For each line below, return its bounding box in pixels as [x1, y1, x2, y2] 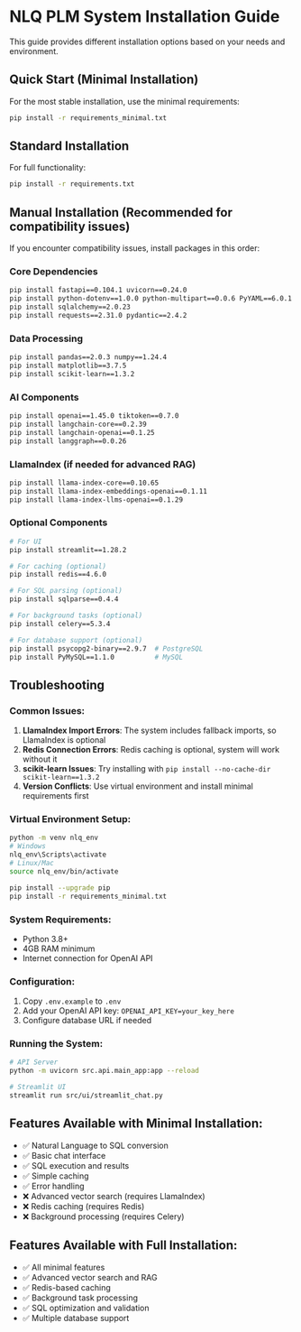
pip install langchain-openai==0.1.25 [9, 428, 155, 437]
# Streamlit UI [9, 1083, 67, 1092]
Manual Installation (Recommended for [9, 205, 233, 220]
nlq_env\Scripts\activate [9, 850, 106, 859]
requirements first [22, 791, 89, 801]
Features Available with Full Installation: [9, 1238, 238, 1253]
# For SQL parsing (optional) [9, 587, 123, 596]
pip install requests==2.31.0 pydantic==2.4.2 [9, 311, 187, 320]
